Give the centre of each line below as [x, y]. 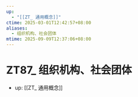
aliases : [17, 28]
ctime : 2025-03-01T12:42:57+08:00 [49, 22]
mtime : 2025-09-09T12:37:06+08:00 [49, 39]
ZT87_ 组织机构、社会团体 [69, 70]
